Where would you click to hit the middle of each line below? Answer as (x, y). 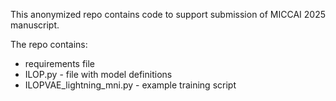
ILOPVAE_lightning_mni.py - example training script (130, 85)
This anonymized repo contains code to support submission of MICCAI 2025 (168, 14)
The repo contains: (49, 44)
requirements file (60, 63)
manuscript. (35, 25)
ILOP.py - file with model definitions (98, 74)
